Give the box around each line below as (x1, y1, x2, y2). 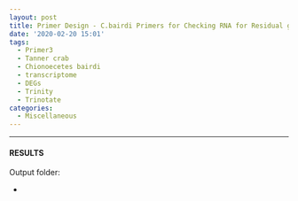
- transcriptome (17, 71, 77, 80)
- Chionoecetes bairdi (17, 63, 101, 72)
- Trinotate (17, 95, 62, 104)
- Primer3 (17, 46, 53, 55)
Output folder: (9, 167, 60, 178)
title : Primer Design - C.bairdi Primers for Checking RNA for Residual (9, 21, 284, 30)
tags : (9, 37, 29, 47)
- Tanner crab (17, 54, 69, 63)
